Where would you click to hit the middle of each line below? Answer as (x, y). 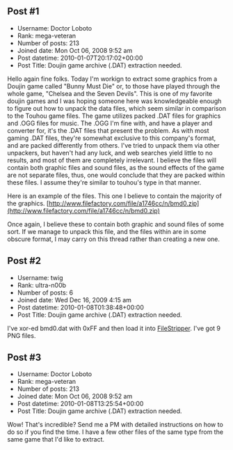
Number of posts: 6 (45, 293)
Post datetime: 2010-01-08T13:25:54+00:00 (80, 404)
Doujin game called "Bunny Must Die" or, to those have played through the (114, 86)
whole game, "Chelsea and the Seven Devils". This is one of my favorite (110, 93)
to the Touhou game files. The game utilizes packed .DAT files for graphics (114, 116)
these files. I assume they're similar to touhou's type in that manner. (104, 182)
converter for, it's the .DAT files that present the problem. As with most (108, 130)
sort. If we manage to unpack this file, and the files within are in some (107, 231)
